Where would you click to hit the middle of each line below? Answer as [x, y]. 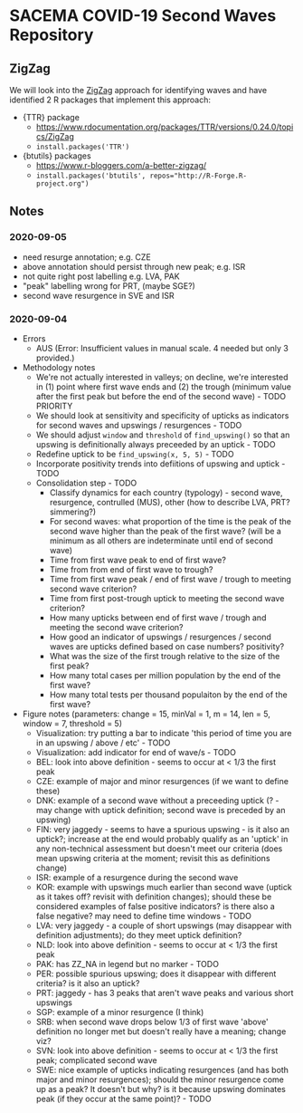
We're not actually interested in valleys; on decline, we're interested [162, 377]
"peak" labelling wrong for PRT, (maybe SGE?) [109, 285]
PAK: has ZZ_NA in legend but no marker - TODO [128, 964]
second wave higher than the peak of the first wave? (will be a [166, 531]
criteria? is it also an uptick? [88, 983]
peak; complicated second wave [96, 1060]
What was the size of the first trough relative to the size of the [165, 656]
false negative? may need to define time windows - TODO [143, 916]
